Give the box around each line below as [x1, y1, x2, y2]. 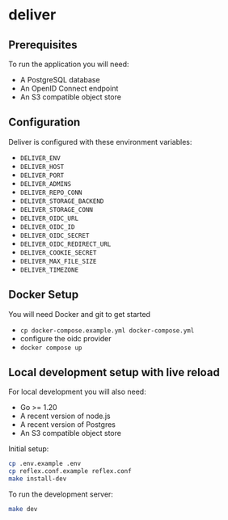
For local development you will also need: [8, 387, 147, 397]
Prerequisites [8, 38, 78, 52]
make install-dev [8, 475, 67, 483]
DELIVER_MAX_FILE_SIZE [19, 257, 97, 265]
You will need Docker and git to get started [8, 309, 151, 319]
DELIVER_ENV [19, 154, 61, 163]
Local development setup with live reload [8, 366, 220, 379]
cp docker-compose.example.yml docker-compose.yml [19, 326, 195, 335]
